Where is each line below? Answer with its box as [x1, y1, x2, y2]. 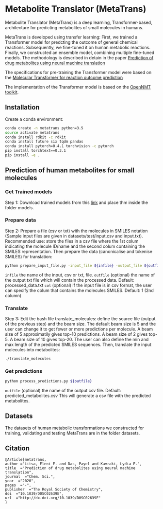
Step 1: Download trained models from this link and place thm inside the [5, 200, 148, 205]
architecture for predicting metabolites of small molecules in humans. [5, 24, 144, 30]
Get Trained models [5, 188, 52, 195]
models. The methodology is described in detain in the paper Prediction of [5, 55, 154, 60]
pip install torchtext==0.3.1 [5, 148, 66, 153]
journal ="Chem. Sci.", [5, 474, 55, 479]
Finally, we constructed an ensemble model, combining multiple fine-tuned [5, 50, 155, 55]
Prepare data [5, 217, 36, 223]
